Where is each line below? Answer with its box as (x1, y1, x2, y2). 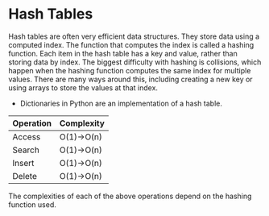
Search (12, 144, 40, 156)
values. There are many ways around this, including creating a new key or (8, 74, 253, 84)
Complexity (59, 118, 105, 129)
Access (12, 131, 41, 142)
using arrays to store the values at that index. (8, 82, 159, 93)
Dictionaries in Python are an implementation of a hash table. (19, 98, 223, 108)
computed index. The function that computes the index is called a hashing (8, 39, 255, 49)
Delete (12, 170, 38, 181)
